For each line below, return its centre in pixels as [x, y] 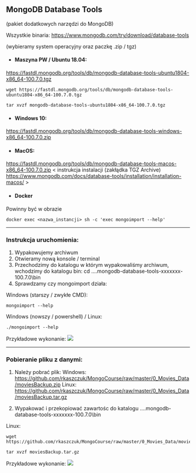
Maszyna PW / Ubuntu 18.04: [51, 60]
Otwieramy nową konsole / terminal [57, 258]
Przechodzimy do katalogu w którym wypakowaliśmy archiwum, [92, 265]
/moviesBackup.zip [38, 385]
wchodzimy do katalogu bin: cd [52, 271]
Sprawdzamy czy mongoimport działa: [61, 283]
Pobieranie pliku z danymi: [44, 359]
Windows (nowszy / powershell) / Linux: [54, 316]
